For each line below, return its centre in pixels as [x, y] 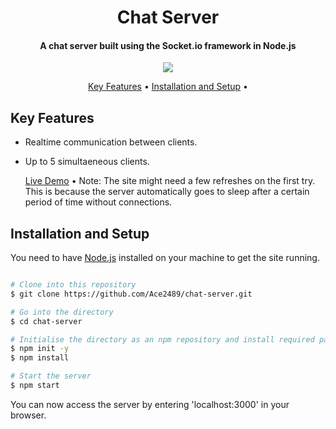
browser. [28, 415]
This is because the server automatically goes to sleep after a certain [167, 192]
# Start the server [51, 376]
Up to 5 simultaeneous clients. [87, 162]
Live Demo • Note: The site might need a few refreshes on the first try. [170, 181]
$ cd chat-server [46, 321]
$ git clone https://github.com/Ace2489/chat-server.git [131, 294]
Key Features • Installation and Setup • [168, 87]
